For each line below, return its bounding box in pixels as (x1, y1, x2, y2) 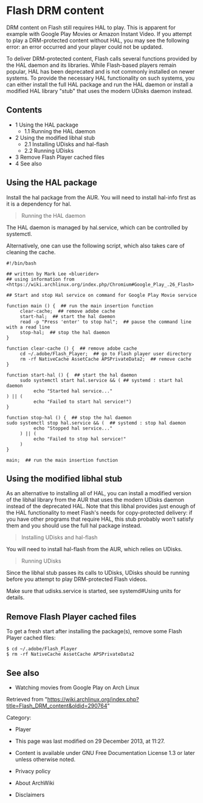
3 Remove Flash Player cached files (15, 153, 105, 161)
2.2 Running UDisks (24, 147, 74, 154)
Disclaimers (15, 791, 45, 798)
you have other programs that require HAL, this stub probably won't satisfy (6, 515, 194, 523)
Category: (6, 714, 32, 721)
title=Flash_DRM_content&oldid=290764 (6, 702, 108, 709)
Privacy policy (15, 768, 51, 774)
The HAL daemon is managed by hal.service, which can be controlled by (6, 223, 188, 231)
